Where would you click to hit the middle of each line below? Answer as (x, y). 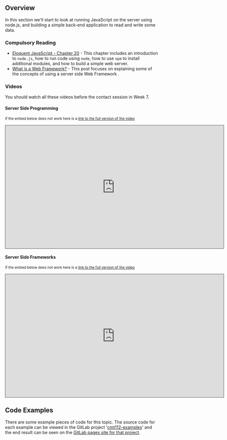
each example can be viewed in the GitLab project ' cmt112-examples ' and (79, 427)
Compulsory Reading (31, 42)
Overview (20, 8)
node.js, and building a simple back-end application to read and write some (80, 25)
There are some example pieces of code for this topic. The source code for (80, 422)
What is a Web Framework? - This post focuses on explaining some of (82, 69)
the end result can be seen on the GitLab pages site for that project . (73, 432)
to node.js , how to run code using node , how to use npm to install (76, 58)
